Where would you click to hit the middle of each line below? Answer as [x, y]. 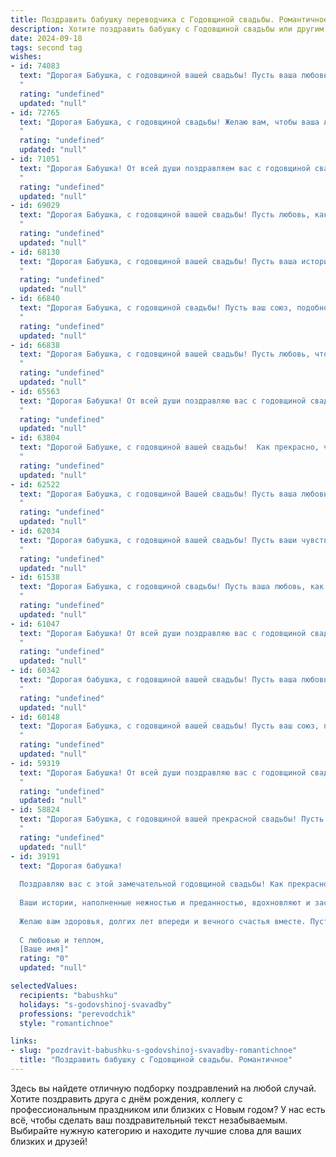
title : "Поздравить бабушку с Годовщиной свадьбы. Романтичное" [156, 1060]
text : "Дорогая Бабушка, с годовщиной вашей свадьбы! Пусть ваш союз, [169, 726]
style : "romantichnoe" [66, 1023]
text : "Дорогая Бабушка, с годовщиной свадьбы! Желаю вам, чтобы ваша [169, 122]
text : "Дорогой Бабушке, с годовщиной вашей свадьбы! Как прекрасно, [169, 447]
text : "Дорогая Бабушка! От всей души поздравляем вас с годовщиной [165, 168]
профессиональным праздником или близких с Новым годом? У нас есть [168, 1109]
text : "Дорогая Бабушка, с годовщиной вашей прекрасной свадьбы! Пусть [172, 819]
